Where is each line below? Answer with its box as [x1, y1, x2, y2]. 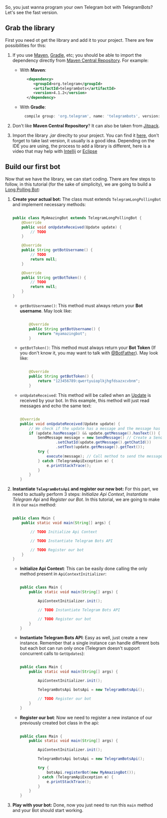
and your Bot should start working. [12, 808, 83, 814]
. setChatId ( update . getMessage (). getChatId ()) [55, 440, 152, 445]
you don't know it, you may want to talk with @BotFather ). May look [19, 350, 158, 356]
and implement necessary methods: [12, 201, 86, 207]
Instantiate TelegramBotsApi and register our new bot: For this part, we [12, 486, 159, 492]
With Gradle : [19, 104, 46, 110]
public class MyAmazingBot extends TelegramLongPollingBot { [12, 215, 142, 221]
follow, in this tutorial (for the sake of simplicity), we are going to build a [5, 181, 152, 187]
